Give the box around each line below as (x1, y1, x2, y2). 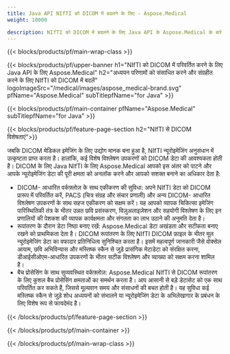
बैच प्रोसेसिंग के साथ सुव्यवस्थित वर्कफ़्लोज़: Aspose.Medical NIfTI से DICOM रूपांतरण (16, 268, 218, 276)
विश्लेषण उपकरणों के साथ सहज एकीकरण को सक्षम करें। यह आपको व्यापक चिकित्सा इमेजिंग (16, 199, 214, 207)
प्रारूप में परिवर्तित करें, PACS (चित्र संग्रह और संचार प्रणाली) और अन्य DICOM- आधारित (16, 191, 211, 200)
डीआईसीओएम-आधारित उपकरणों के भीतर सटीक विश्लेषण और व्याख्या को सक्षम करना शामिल (16, 253, 215, 261)
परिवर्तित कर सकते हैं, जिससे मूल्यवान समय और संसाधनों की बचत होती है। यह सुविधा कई (16, 284, 209, 292)
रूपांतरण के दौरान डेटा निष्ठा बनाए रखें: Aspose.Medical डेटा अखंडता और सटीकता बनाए (16, 222, 218, 231)
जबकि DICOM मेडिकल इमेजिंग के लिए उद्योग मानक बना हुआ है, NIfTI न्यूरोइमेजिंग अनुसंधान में (7, 147, 214, 155)
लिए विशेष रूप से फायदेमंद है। (16, 299, 81, 307)
